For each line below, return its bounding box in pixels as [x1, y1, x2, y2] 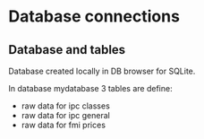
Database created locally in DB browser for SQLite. [8, 65, 196, 76]
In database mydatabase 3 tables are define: [8, 83, 173, 93]
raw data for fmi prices [21, 119, 106, 130]
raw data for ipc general [21, 110, 111, 120]
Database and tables [8, 42, 126, 57]
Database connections [8, 6, 181, 27]
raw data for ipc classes [21, 100, 111, 111]
